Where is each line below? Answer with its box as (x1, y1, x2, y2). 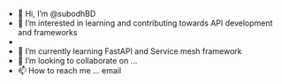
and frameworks (17, 27, 78, 37)
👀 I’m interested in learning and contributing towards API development (17, 18, 273, 28)
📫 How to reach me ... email (17, 65, 122, 75)
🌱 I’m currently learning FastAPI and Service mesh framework (17, 46, 242, 57)
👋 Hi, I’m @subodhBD (17, 9, 96, 19)
